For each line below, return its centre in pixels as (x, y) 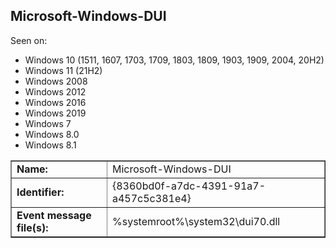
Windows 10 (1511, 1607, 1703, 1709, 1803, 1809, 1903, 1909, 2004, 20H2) (174, 60)
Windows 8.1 (50, 145)
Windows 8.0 (52, 134)
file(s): (32, 227)
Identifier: (40, 192)
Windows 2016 (55, 102)
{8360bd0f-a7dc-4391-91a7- (189, 186)
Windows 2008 (56, 81)
